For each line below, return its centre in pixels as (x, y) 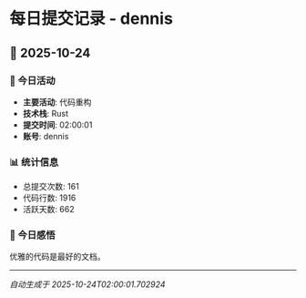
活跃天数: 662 (48, 210)
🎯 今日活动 (33, 80)
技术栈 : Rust (46, 113)
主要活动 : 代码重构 (57, 102)
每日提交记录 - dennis (91, 19)
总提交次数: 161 (51, 187)
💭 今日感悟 (33, 235)
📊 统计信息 (34, 162)
